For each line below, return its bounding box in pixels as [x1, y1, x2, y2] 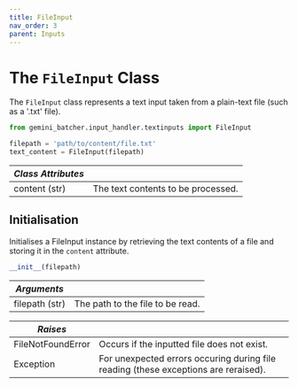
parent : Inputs [9, 29, 66, 38]
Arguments [15, 283, 64, 295]
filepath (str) [13, 298, 67, 310]
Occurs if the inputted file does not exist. [98, 337, 269, 350]
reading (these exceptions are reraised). [98, 363, 266, 375]
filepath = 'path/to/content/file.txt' [9, 139, 157, 149]
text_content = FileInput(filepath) [9, 148, 145, 157]
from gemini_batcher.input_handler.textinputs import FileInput [9, 123, 252, 133]
